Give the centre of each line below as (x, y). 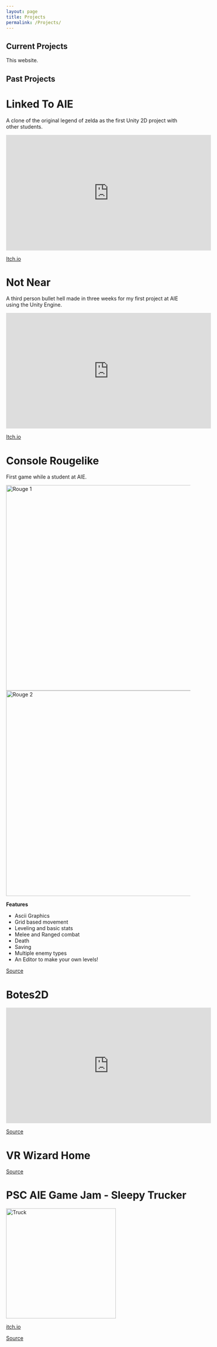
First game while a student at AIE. (46, 477)
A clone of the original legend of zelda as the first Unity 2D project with (92, 120)
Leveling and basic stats (44, 928)
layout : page (22, 11)
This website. (22, 60)
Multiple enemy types (41, 953)
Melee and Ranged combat (47, 935)
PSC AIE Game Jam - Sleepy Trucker (96, 1195)
